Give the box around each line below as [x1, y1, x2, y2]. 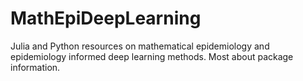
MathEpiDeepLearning [10, 7, 202, 30]
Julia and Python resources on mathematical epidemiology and [10, 40, 270, 52]
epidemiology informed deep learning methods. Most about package [10, 50, 294, 62]
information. [10, 61, 61, 73]
